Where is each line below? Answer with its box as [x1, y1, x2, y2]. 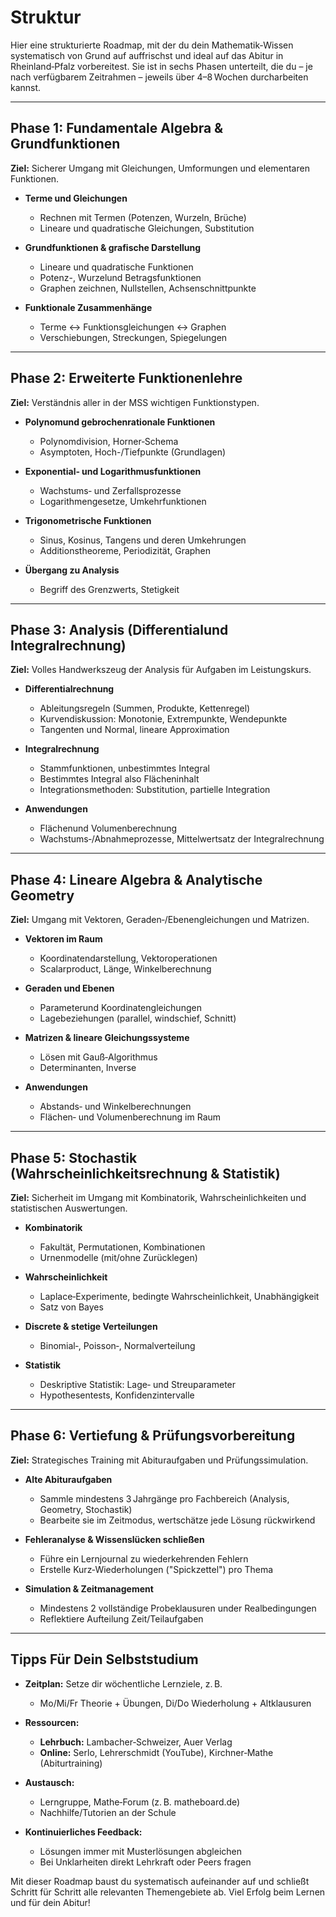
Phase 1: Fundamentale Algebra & [10, 120, 224, 137]
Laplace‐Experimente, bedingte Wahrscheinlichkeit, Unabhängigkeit [39, 1291, 320, 1302]
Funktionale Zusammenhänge [24, 301, 153, 313]
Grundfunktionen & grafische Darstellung [24, 241, 202, 253]
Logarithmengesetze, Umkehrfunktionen [39, 495, 207, 507]
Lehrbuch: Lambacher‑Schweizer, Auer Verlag [39, 1736, 233, 1748]
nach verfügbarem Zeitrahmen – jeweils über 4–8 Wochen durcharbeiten [10, 71, 309, 83]
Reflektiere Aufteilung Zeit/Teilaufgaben [39, 1612, 204, 1625]
